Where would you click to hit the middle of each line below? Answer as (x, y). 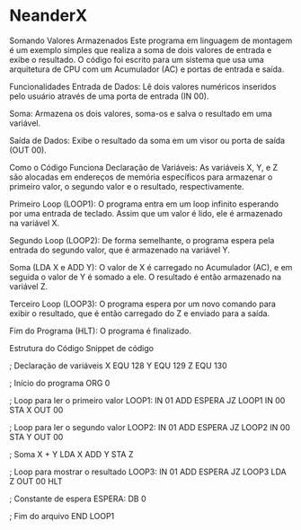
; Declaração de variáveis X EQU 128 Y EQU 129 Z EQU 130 (118, 366)
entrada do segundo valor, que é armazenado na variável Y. (120, 250)
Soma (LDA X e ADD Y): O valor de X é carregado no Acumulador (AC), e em (151, 267)
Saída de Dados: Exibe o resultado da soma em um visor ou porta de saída (147, 140)
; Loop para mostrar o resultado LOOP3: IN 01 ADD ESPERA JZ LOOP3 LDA (148, 472)
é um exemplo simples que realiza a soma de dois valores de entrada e (141, 49)
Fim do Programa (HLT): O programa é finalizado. (100, 331)
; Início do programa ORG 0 (60, 383)
